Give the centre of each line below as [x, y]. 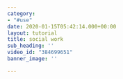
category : [22, 14]
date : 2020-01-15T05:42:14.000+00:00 [62, 26]
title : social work [35, 39]
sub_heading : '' [31, 46]
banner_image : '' [32, 59]
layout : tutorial [32, 33]
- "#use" [20, 20]
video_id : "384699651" [40, 53]
